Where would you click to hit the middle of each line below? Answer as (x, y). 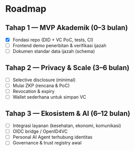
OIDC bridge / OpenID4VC (40, 131)
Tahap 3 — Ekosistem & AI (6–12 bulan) (68, 113)
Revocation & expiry (33, 92)
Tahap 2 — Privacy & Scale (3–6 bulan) (67, 67)
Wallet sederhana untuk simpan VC (49, 97)
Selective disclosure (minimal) (44, 80)
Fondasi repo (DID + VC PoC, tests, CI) (53, 40)
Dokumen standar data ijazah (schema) (54, 51)
